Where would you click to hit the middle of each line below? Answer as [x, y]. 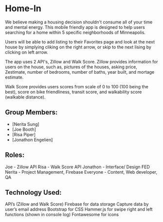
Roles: [15, 155]
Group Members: [31, 112]
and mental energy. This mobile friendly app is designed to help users [75, 27]
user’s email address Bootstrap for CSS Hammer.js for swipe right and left [79, 209]
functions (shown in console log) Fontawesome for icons [62, 215]
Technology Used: [33, 192]
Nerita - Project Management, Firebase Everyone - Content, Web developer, [81, 172]
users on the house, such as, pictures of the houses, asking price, [71, 67]
